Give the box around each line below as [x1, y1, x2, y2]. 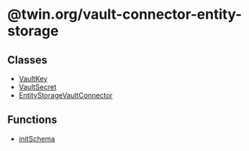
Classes [7, 53, 48, 67]
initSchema [18, 134, 56, 143]
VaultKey [18, 74, 48, 83]
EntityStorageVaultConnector [18, 91, 113, 99]
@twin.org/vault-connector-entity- [7, 5, 242, 23]
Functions [7, 113, 58, 127]
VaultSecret [18, 82, 56, 92]
